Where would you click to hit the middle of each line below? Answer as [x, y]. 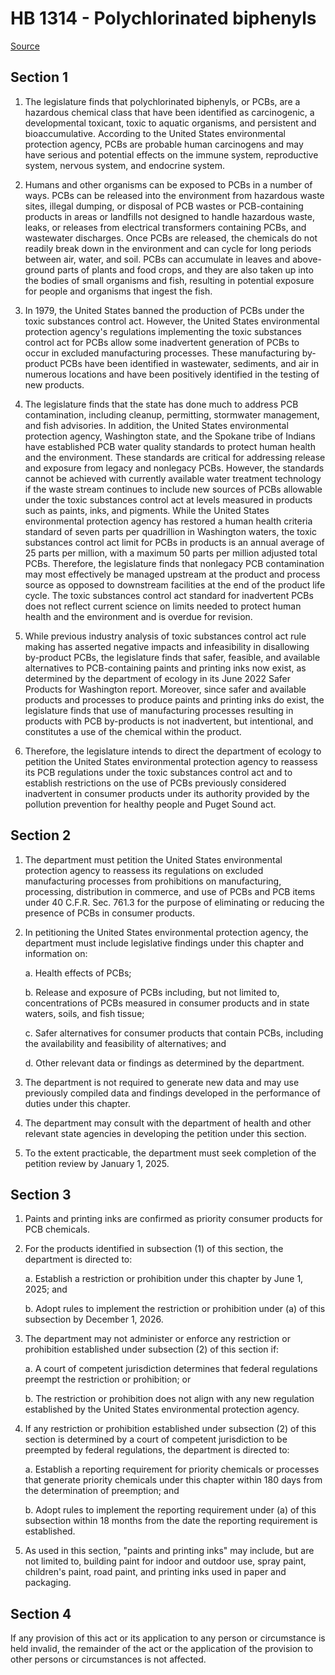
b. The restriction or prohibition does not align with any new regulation [169, 1399]
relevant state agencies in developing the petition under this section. [165, 1133]
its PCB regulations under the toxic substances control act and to [158, 772]
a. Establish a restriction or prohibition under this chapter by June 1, [164, 1279]
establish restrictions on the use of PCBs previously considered [155, 783]
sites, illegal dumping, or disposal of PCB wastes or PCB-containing [164, 206]
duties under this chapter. [77, 1103]
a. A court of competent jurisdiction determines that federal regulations [171, 1369]
